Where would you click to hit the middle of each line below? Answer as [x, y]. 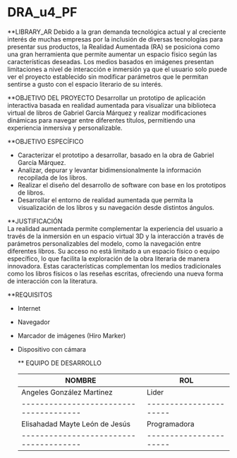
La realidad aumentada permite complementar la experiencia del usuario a [115, 228]
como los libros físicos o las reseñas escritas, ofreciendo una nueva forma [115, 273]
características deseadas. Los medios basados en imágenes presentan [110, 61]
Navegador [34, 322]
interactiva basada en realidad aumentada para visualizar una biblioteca [112, 105]
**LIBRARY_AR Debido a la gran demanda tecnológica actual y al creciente [117, 32]
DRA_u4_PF [42, 12]
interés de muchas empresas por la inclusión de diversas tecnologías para [115, 39]
